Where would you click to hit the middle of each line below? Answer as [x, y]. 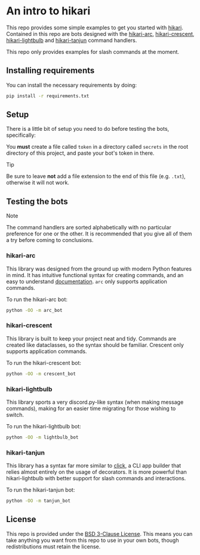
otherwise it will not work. [38, 183]
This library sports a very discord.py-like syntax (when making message [95, 402]
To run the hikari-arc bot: [37, 299]
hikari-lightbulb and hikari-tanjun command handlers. [72, 40]
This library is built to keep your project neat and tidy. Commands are [91, 338]
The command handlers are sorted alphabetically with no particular [89, 228]
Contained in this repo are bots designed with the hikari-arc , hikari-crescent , [100, 33]
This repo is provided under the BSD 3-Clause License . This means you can [99, 533]
